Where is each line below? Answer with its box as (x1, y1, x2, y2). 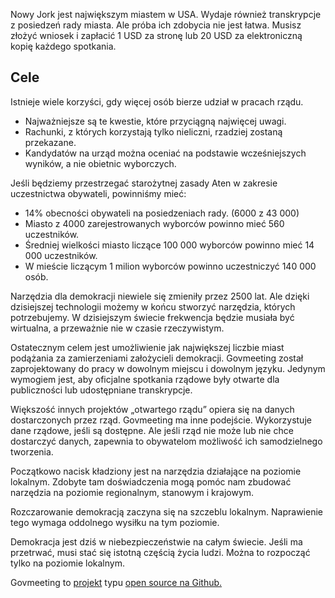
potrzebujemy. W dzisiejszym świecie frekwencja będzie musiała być (10, 311, 295, 323)
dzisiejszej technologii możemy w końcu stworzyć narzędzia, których (10, 300, 296, 313)
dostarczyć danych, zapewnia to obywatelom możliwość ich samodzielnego (10, 435, 323, 447)
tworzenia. (10, 445, 54, 458)
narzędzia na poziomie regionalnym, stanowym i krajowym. (10, 486, 255, 498)
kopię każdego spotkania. (10, 40, 117, 52)
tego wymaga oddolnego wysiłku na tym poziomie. (10, 516, 220, 528)
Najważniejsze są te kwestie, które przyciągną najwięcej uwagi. (24, 115, 287, 127)
